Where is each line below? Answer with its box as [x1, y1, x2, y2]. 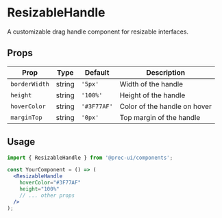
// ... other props [19, 192, 75, 199]
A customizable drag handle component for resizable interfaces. [7, 27, 189, 36]
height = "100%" [19, 186, 60, 193]
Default [84, 67, 110, 77]
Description [146, 67, 186, 77]
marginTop [10, 113, 42, 121]
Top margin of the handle [119, 112, 201, 122]
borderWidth [10, 80, 50, 88]
